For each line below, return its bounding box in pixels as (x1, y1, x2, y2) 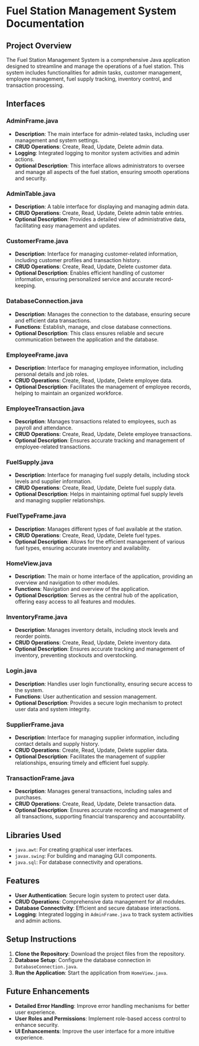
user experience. (14, 1008, 56, 1016)
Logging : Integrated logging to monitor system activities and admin (14, 149, 180, 156)
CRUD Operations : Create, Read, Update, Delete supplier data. (14, 746, 169, 754)
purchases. (14, 794, 43, 801)
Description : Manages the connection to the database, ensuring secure (14, 310, 191, 317)
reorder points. (14, 633, 52, 640)
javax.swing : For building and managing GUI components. (14, 852, 157, 860)
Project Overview (6, 41, 72, 51)
